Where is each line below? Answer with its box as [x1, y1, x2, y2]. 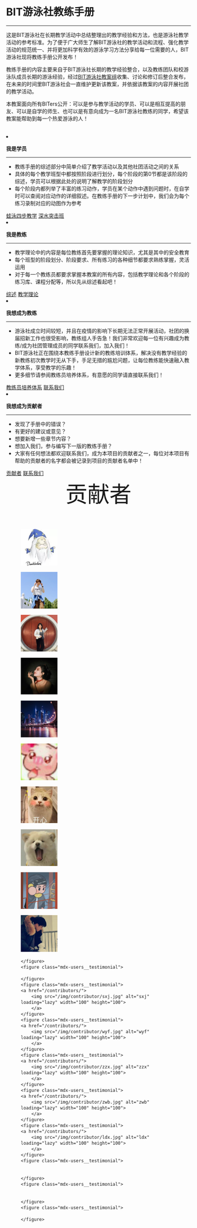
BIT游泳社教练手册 [6, 5, 95, 19]
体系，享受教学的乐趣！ [19, 364, 77, 371]
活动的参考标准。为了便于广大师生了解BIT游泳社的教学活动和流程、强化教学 [6, 39, 189, 46]
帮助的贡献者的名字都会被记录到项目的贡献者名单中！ [14, 457, 144, 464]
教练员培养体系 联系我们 [6, 384, 64, 391]
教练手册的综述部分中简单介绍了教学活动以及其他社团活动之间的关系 [14, 163, 179, 170]
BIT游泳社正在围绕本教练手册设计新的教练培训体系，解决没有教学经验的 [14, 349, 188, 356]
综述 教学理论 [6, 290, 39, 297]
